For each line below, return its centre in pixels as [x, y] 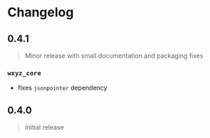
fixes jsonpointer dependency [63, 88]
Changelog [41, 12]
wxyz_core [24, 73]
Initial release [44, 127]
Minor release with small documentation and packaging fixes [114, 55]
